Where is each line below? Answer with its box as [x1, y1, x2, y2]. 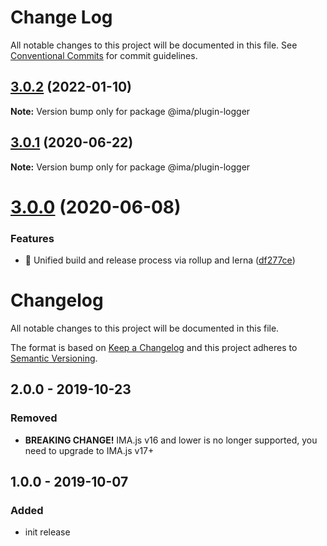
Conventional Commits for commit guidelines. [10, 49, 198, 61]
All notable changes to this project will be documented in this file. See [10, 39, 298, 51]
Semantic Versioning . [10, 352, 98, 364]
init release [24, 526, 71, 538]
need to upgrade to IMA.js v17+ [24, 444, 155, 456]
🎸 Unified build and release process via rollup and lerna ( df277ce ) [24, 254, 296, 266]
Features [10, 231, 55, 245]
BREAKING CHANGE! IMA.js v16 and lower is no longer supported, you [24, 434, 318, 446]
